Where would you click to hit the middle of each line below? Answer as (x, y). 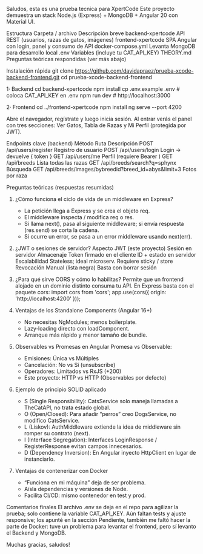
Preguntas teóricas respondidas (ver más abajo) (66, 59)
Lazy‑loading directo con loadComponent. (77, 328)
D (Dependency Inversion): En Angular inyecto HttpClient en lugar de (110, 453)
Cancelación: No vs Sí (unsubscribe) (70, 365)
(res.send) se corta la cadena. (62, 230)
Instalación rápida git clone (40, 71)
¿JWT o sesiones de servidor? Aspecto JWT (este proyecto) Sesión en (103, 248)
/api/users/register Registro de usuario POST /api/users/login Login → (94, 150)
